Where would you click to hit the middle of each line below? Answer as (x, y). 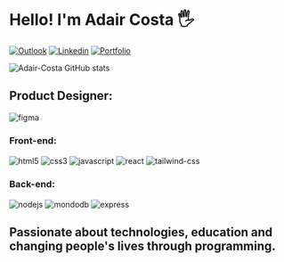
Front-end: (33, 140)
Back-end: (32, 184)
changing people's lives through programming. (142, 246)
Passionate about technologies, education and (141, 232)
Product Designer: (61, 96)
